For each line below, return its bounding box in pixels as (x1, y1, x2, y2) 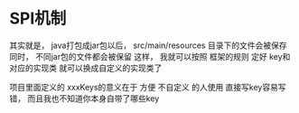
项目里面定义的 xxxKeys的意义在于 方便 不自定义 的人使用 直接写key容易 (9, 81, 278, 92)
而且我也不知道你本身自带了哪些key (26, 92, 160, 104)
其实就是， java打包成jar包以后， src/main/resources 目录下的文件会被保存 (9, 40, 287, 51)
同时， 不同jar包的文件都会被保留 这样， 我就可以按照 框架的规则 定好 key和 (9, 51, 291, 61)
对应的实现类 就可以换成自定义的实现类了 (9, 62, 163, 73)
